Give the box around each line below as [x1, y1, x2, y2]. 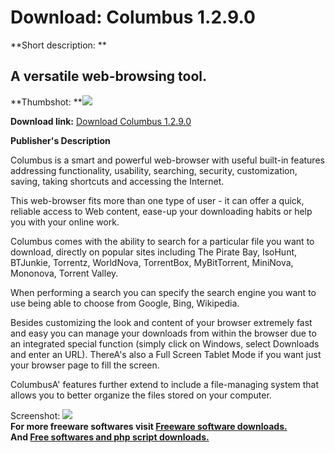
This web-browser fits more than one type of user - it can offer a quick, [10, 194, 305, 206]
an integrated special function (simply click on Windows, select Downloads [10, 337, 320, 350]
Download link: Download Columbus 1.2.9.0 [10, 115, 192, 127]
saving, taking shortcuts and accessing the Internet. [10, 175, 225, 187]
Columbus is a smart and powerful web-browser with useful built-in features [10, 154, 325, 166]
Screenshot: [10, 409, 61, 421]
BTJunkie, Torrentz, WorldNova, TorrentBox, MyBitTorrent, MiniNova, [10, 256, 294, 268]
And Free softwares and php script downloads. [10, 431, 210, 443]
